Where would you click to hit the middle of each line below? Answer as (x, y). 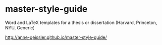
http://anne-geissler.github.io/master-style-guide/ (56, 37)
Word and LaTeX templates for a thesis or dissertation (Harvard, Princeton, (81, 22)
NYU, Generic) (20, 27)
